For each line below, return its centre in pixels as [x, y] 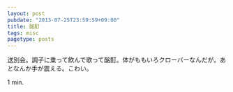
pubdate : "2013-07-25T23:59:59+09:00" [63, 20]
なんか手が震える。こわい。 [53, 68]
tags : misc [23, 33]
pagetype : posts [31, 39]
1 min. [16, 82]
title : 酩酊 [23, 26]
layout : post [26, 13]
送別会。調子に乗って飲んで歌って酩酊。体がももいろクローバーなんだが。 [114, 60]
